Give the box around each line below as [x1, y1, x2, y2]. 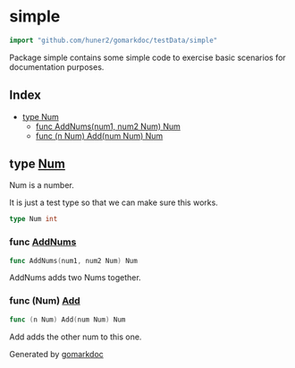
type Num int [9, 215, 58, 224]
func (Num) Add [9, 295, 80, 307]
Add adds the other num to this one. [9, 331, 142, 342]
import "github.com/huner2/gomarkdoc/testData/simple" [9, 36, 218, 45]
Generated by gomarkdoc [9, 348, 105, 359]
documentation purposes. [9, 61, 105, 73]
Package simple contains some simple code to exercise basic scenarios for [9, 52, 286, 63]
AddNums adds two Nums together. [9, 272, 141, 283]
